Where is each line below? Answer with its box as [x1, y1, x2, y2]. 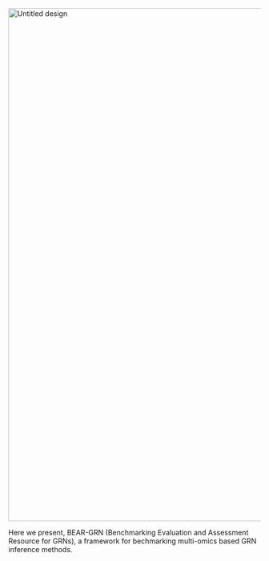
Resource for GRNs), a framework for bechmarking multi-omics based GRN [8, 536, 257, 546]
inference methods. [8, 545, 73, 554]
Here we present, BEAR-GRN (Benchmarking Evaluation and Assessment [8, 528, 249, 537]
